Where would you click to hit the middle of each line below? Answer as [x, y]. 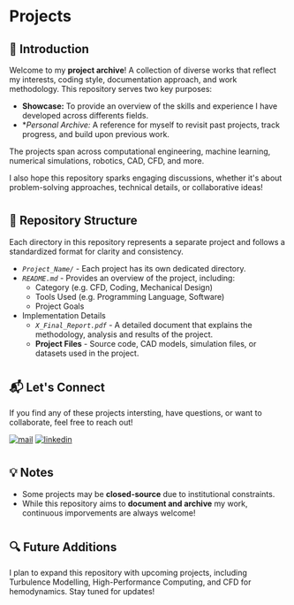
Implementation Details [64, 315]
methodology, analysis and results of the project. [124, 334]
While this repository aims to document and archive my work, [135, 503]
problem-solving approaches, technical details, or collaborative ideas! [136, 187]
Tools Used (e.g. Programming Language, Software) [130, 296]
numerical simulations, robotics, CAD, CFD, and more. [107, 161]
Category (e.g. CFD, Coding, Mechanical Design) [124, 287]
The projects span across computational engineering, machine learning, [140, 151]
